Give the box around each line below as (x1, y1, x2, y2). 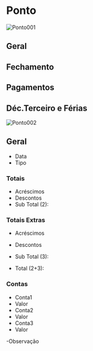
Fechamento (6, 62, 54, 72)
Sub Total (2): (14, 201, 49, 208)
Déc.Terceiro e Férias (6, 103, 88, 113)
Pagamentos (6, 82, 55, 93)
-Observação (6, 337, 39, 345)
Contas (6, 280, 28, 288)
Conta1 (14, 294, 32, 301)
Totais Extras (6, 215, 46, 224)
